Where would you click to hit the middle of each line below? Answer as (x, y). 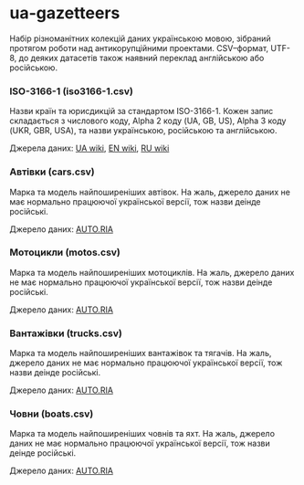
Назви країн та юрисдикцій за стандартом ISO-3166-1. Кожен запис (142, 111)
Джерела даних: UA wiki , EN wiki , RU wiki (89, 148)
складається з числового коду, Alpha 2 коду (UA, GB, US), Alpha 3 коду (148, 121)
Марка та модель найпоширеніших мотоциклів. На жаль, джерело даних (152, 272)
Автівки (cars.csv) (52, 172)
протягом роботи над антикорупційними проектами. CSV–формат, (139, 47)
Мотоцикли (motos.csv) (65, 252)
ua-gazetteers (65, 13)
